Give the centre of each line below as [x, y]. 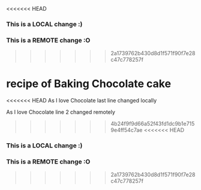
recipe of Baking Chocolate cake [89, 84]
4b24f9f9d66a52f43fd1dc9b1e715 [153, 124]
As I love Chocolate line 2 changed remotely [61, 112]
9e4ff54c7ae [127, 130]
